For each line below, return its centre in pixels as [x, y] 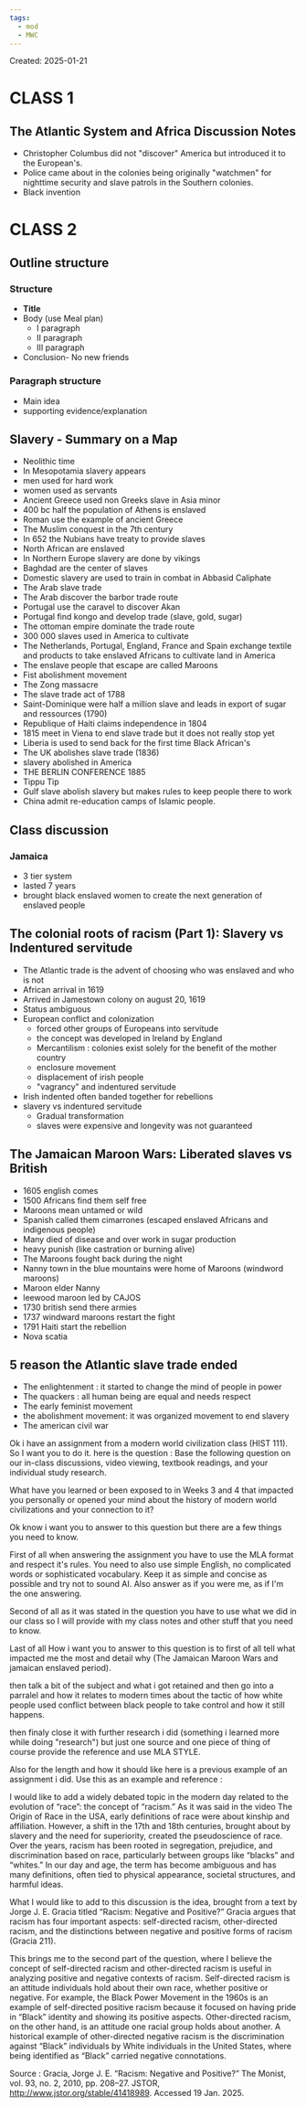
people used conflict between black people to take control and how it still [147, 1705]
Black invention [51, 192]
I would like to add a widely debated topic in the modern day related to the [149, 1797]
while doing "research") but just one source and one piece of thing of [140, 1742]
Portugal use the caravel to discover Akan [101, 607]
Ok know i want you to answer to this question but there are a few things [146, 1527]
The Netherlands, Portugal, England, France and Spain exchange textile [157, 646]
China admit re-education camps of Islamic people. [119, 802]
